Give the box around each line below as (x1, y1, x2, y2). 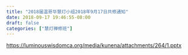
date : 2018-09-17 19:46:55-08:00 (6, 14, 91, 20)
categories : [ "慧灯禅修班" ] (6, 25, 73, 32)
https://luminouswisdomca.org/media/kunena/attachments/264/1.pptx (6, 42, 182, 49)
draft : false (6, 20, 39, 26)
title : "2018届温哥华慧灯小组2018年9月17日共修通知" (6, 8, 129, 15)
